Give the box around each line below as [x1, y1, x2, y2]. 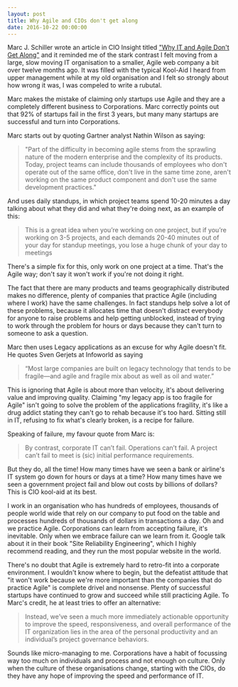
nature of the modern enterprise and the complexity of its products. [24, 153, 223, 161]
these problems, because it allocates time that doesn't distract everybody [7, 306, 223, 315]
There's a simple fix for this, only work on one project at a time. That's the [7, 262, 224, 271]
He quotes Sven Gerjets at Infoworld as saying [7, 351, 144, 359]
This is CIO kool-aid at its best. [7, 487, 97, 496]
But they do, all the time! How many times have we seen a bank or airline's [7, 465, 225, 474]
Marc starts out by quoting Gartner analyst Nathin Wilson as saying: [7, 131, 206, 140]
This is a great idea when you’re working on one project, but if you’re [24, 226, 227, 234]
